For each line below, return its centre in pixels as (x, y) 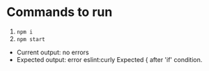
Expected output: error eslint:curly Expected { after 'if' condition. (109, 59)
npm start (31, 39)
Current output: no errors (53, 52)
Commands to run (60, 12)
